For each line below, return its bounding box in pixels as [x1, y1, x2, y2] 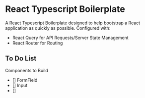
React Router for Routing [12, 40, 63, 46]
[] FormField [12, 77, 38, 83]
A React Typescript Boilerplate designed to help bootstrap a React [5, 20, 141, 26]
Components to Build [5, 67, 48, 73]
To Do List [5, 54, 37, 63]
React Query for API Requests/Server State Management [12, 35, 129, 41]
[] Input [12, 82, 28, 88]
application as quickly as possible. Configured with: [5, 25, 111, 31]
